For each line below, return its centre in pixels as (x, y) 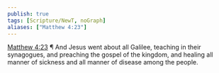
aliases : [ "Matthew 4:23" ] (47, 27)
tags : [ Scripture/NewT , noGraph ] (57, 21)
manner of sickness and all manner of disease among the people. (103, 62)
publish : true (28, 14)
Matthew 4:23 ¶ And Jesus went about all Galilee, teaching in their (104, 47)
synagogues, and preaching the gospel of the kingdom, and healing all (110, 55)
